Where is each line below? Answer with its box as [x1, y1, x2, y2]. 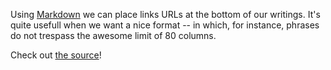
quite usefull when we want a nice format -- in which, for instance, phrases [10, 19, 320, 31]
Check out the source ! [10, 49, 102, 61]
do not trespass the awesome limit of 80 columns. [10, 30, 217, 41]
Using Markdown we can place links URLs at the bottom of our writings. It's [10, 9, 321, 20]
